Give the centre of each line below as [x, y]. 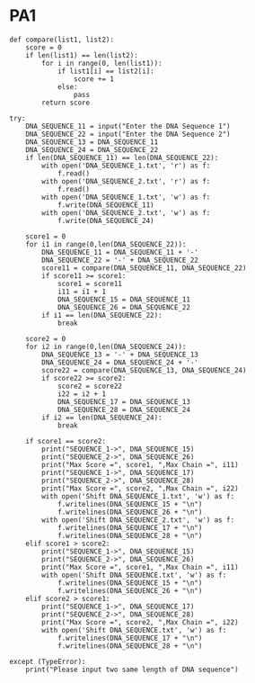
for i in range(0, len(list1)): [102, 63]
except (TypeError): [48, 661]
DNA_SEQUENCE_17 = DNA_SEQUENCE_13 [124, 401]
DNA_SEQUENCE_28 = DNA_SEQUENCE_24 [124, 409]
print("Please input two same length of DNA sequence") [132, 670]
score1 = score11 [90, 283]
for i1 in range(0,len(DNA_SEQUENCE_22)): [106, 244]
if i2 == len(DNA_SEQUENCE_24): [102, 418]
